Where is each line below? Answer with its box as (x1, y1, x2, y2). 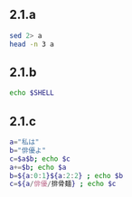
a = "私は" (9, 137, 40, 147)
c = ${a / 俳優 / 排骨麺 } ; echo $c (9, 180, 117, 189)
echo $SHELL (9, 89, 54, 98)
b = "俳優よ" (9, 145, 47, 155)
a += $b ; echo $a (9, 163, 67, 172)
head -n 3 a (9, 40, 54, 49)
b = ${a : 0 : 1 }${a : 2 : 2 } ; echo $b (9, 171, 124, 180)
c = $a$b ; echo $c (9, 154, 71, 164)
